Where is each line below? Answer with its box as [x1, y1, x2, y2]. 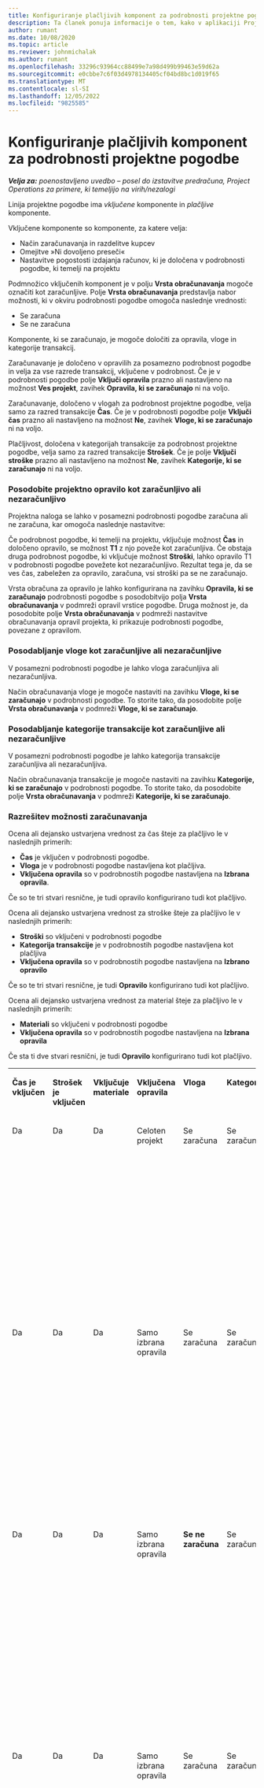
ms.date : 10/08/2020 [8, 33, 76, 42]
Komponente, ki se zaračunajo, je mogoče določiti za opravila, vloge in [8, 335, 237, 344]
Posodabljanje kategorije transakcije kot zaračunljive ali [8, 723, 225, 734]
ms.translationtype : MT [8, 77, 86, 85]
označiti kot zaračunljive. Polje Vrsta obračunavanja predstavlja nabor [8, 287, 236, 297]
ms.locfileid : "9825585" [8, 99, 90, 107]
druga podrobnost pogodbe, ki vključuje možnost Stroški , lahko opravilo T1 [8, 552, 251, 562]
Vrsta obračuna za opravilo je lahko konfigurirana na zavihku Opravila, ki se [8, 584, 254, 593]
